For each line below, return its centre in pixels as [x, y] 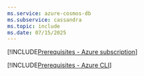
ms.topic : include [34, 26]
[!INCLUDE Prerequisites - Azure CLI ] [60, 65]
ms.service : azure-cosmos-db [49, 13]
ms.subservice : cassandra [44, 20]
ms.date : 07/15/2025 [37, 33]
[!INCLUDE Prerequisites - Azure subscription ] [72, 52]
